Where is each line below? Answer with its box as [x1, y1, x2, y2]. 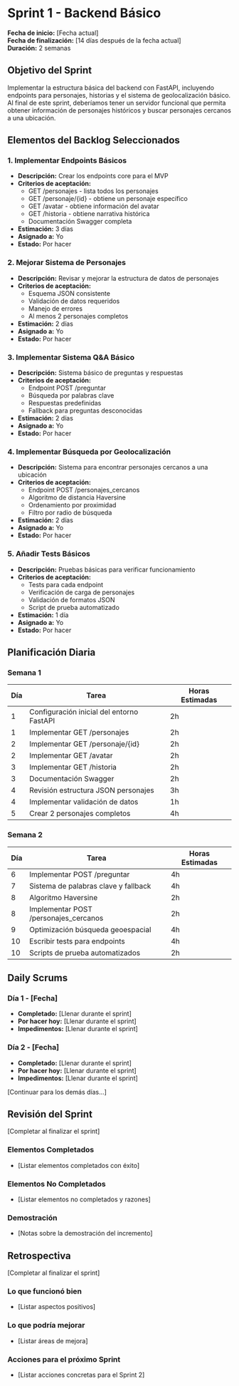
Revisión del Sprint [7, 1108, 92, 1120]
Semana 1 [7, 668, 41, 678]
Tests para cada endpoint [28, 580, 104, 589]
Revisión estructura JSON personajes [29, 785, 154, 795]
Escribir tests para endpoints [29, 936, 126, 946]
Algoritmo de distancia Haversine [28, 493, 126, 502]
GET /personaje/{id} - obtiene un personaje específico [28, 195, 188, 203]
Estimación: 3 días [17, 224, 73, 233]
